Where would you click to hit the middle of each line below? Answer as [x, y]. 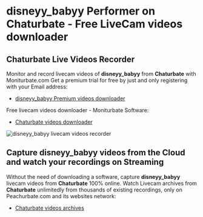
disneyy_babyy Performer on [81, 11]
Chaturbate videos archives [50, 208]
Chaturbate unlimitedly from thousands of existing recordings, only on [95, 190]
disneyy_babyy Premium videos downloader [70, 98]
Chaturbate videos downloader [54, 122]
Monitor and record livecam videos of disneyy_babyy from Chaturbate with [101, 74]
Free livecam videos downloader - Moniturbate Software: [78, 110]
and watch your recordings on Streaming [85, 162]
